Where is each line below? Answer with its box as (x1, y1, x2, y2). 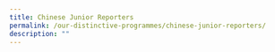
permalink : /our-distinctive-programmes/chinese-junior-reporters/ (9, 21, 267, 30)
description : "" (9, 29, 70, 38)
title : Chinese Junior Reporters (9, 12, 134, 22)
